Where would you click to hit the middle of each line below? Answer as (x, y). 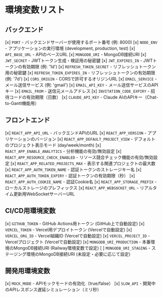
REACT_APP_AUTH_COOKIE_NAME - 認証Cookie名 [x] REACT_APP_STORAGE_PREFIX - (81, 182)
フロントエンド (28, 120)
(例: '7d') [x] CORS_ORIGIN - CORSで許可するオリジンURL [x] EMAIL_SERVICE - (81, 79)
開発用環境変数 (28, 271)
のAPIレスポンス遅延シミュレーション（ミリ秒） (53, 290)
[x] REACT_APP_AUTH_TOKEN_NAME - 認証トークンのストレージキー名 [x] (73, 170)
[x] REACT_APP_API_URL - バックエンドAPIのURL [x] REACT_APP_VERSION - (76, 133)
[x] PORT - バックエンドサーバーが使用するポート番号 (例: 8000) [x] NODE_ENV (81, 42)
